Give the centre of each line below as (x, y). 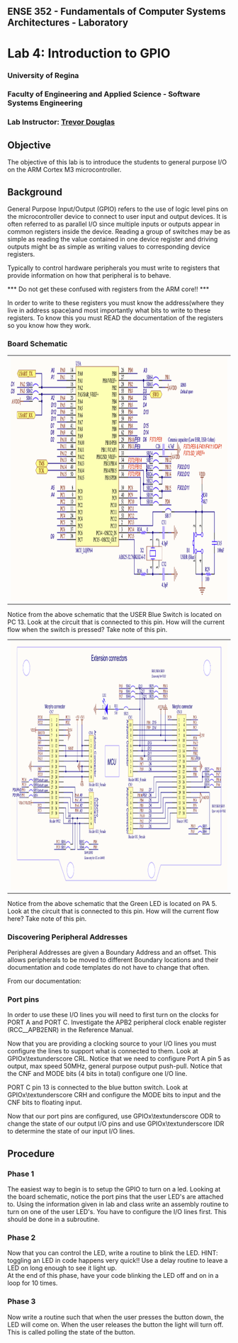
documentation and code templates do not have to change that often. (109, 968)
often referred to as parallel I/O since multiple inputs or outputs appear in (114, 224)
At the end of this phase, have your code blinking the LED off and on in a (113, 1276)
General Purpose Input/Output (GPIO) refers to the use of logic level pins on (118, 209)
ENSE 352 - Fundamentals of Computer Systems (117, 12)
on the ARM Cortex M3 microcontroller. (64, 170)
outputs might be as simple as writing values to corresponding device (109, 246)
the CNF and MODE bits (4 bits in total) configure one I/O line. (97, 1074)
